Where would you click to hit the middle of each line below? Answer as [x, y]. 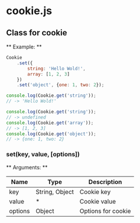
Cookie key [95, 192]
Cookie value [98, 201]
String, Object [55, 192]
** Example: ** [24, 47]
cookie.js [29, 11]
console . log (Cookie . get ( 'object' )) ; [51, 134]
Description [105, 182]
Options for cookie [105, 211]
